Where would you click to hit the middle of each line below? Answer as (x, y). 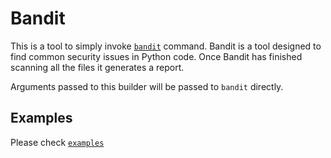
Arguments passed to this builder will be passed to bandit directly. (147, 86)
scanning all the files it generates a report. (97, 67)
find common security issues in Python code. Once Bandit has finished (156, 56)
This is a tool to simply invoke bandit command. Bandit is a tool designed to (166, 46)
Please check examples (57, 142)
